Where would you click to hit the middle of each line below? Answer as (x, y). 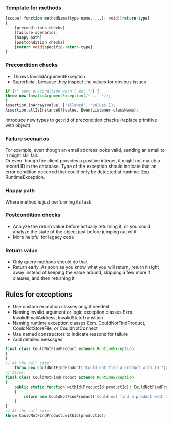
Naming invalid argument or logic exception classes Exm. (73, 312)
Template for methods (34, 8)
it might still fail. (22, 155)
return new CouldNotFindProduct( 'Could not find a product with (94, 397)
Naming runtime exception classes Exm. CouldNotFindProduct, (79, 323)
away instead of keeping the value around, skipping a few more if (82, 273)
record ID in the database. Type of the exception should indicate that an (81, 167)
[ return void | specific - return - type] (54, 47)
